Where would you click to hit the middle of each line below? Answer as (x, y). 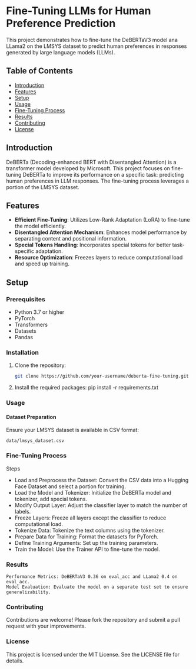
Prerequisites (26, 299)
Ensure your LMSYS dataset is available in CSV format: (73, 430)
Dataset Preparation (31, 417)
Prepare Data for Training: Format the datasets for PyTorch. (87, 537)
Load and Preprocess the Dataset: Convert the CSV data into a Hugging (102, 480)
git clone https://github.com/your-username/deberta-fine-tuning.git (102, 376)
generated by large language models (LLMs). (61, 52)
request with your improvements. (46, 626)
